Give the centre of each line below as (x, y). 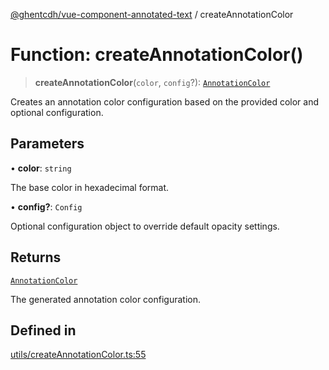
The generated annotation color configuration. (106, 299)
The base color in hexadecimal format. (90, 187)
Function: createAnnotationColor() (157, 55)
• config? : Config (46, 206)
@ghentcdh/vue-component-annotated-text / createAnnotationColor (152, 14)
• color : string (41, 168)
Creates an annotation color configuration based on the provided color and (165, 101)
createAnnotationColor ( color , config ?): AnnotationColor (152, 82)
